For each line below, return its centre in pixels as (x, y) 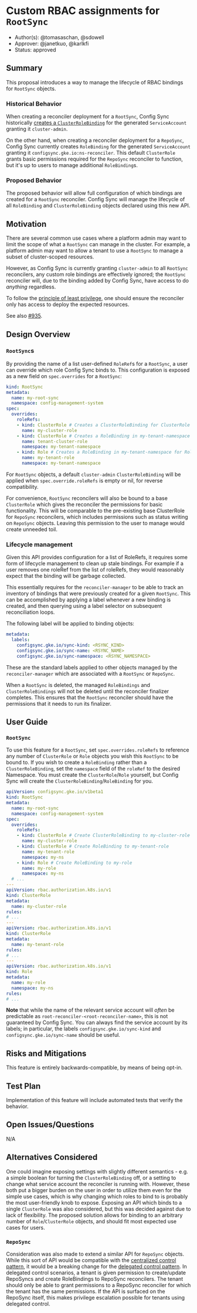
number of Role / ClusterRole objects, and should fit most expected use (91, 1221)
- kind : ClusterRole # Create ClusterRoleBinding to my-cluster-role (103, 836)
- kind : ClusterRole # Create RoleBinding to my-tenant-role (93, 846)
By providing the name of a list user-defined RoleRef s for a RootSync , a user (97, 363)
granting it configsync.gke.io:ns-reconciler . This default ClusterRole (91, 153)
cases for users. (26, 1227)
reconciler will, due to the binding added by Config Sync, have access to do (98, 281)
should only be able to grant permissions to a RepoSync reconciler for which (98, 1285)
